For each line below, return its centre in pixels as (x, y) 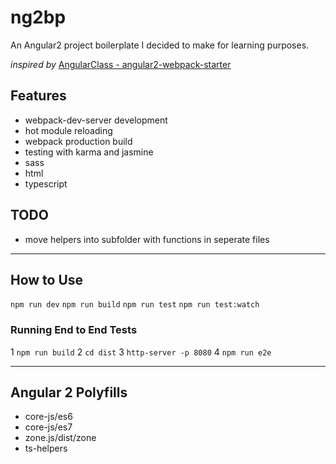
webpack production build (78, 141)
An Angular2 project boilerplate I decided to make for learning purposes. (160, 45)
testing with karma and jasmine (89, 152)
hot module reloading (68, 130)
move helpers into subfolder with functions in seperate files (147, 239)
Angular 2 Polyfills (69, 392)
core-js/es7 (48, 427)
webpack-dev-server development (96, 120)
